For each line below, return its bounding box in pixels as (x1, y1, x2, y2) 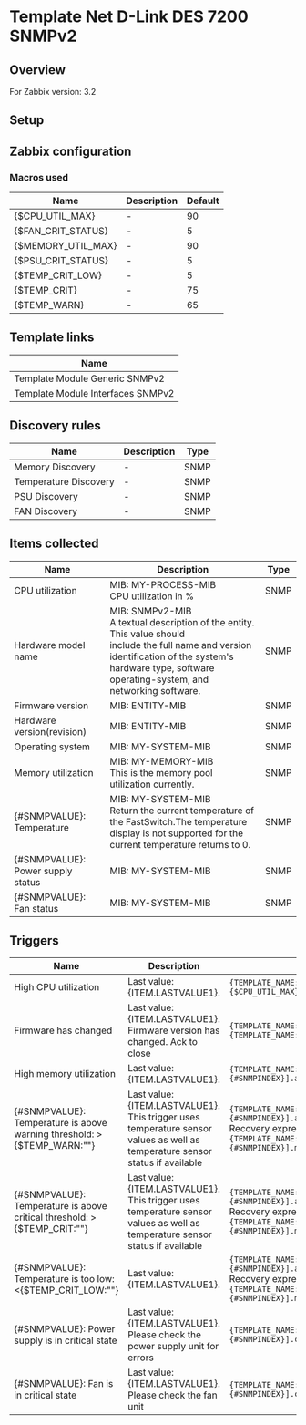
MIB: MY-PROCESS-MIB (108, 578, 217, 591)
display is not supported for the (108, 827, 244, 840)
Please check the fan (127, 1389, 218, 1401)
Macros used (9, 170, 69, 183)
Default (186, 194, 220, 207)
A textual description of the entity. (108, 615, 255, 628)
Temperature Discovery (14, 475, 116, 488)
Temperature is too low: (14, 1273, 116, 1286)
